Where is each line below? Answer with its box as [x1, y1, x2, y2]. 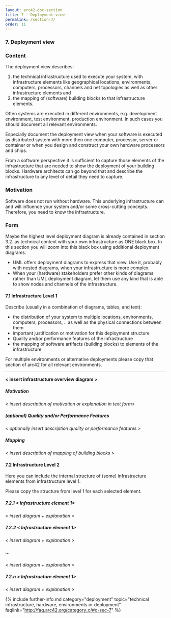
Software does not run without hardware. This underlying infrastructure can [5, 198, 164, 204]
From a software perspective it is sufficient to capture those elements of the [5, 158, 164, 164]
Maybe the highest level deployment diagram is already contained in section [5, 233, 165, 240]
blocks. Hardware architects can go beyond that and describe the [5, 168, 143, 174]
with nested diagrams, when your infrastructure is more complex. [12, 265, 150, 271]
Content [5, 52, 26, 59]
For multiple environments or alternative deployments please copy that [5, 356, 154, 363]
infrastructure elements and [12, 90, 71, 96]
